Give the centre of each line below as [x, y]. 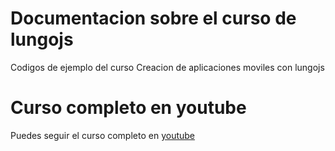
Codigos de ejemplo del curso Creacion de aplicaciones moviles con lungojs [167, 67]
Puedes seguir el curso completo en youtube [103, 135]
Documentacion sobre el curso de [153, 18]
